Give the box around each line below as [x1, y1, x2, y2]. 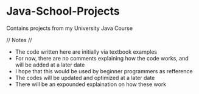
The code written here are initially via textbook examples [15, 48, 157, 56]
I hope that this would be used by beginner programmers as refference [15, 67, 193, 74]
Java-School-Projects [6, 4, 120, 18]
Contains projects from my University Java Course [6, 24, 133, 32]
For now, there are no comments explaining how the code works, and [15, 54, 189, 62]
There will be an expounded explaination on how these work [15, 81, 167, 88]
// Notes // [6, 36, 32, 43]
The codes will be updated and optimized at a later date [15, 74, 155, 81]
